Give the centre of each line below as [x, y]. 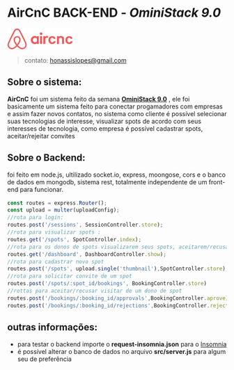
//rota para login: [36, 218]
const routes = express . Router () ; [57, 203]
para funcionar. [42, 189]
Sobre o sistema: [45, 82]
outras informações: [52, 327]
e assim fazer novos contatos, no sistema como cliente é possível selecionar [117, 113]
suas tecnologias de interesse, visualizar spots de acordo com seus [104, 121]
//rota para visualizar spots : [54, 232]
